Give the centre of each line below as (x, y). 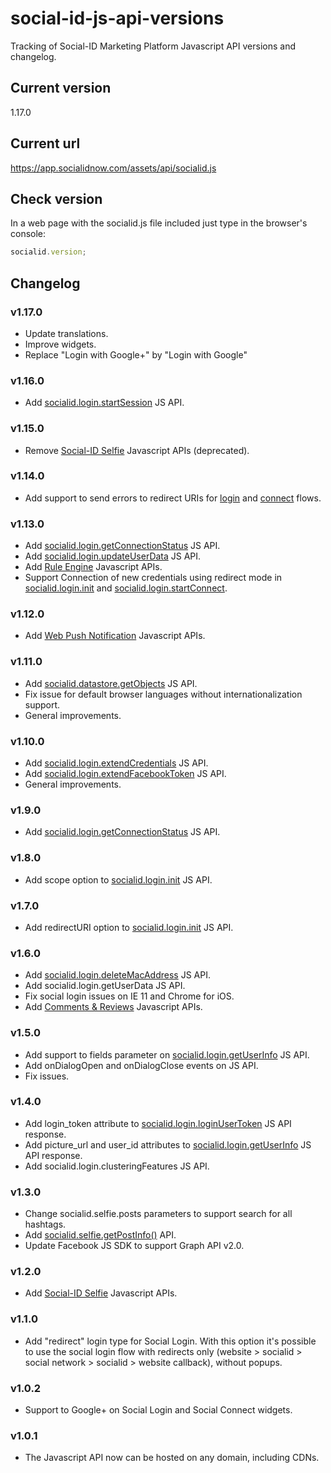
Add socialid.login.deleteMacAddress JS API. (117, 975)
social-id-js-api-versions (117, 18)
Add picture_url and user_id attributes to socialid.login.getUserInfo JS (168, 1144)
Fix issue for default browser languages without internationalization (163, 694)
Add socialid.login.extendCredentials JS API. (116, 763)
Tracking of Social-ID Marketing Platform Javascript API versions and (153, 46)
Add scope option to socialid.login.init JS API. (118, 879)
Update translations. (66, 333)
